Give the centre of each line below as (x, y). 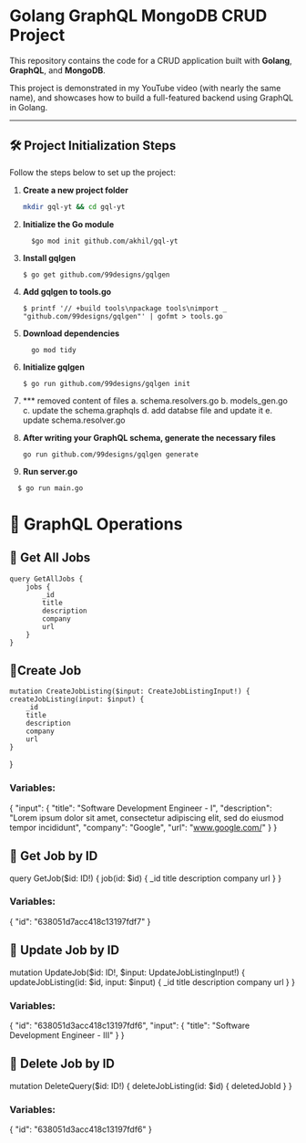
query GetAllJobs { (46, 579)
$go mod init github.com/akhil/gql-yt (105, 241)
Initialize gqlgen (53, 367)
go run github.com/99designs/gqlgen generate (110, 454)
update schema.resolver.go (74, 420)
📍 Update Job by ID (65, 950)
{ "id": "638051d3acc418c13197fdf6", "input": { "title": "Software (130, 1025)
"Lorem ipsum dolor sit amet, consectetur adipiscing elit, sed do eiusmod (147, 817)
